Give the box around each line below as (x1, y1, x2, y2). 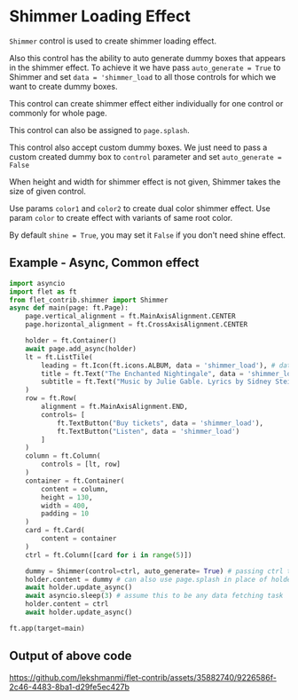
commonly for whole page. (9, 107, 108, 118)
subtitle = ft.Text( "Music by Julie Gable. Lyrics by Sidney (41, 377, 272, 387)
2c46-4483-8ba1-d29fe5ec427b (9, 681, 130, 692)
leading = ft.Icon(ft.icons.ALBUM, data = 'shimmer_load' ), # (41, 361, 276, 370)
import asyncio (9, 279, 66, 287)
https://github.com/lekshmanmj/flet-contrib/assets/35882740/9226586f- (9, 672, 277, 682)
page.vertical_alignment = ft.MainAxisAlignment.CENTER (25, 312, 237, 321)
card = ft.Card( (25, 526, 86, 535)
